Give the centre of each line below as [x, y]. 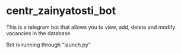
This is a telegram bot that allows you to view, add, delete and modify [91, 27]
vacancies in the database [38, 33]
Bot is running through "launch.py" [48, 45]
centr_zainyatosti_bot [61, 11]
